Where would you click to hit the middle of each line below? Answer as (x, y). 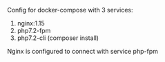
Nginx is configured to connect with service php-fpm (83, 51)
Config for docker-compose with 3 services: (70, 10)
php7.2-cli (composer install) (58, 38)
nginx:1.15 (31, 23)
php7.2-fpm (34, 31)
